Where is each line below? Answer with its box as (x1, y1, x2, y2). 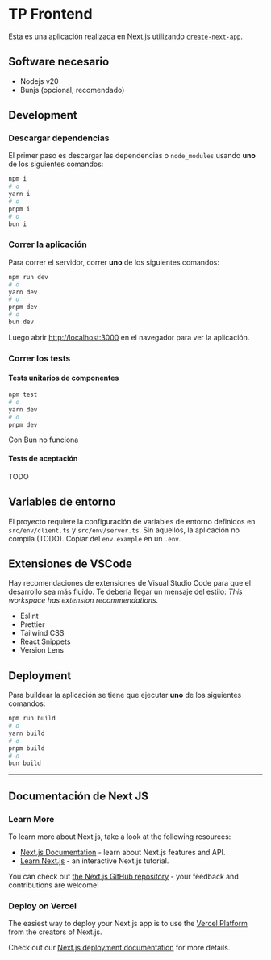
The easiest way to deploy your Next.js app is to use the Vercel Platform (8, 919, 248, 929)
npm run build (8, 715, 56, 723)
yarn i (8, 190, 31, 198)
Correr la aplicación (8, 239, 87, 250)
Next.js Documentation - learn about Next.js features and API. (19, 847, 226, 857)
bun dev (8, 318, 35, 327)
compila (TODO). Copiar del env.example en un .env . (8, 533, 181, 543)
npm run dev (8, 273, 48, 281)
